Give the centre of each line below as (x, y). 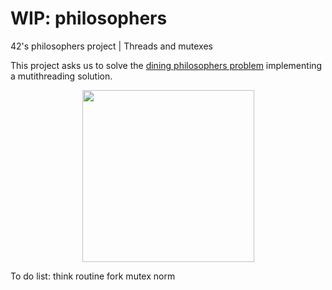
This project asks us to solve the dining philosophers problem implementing (166, 65)
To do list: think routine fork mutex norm (93, 276)
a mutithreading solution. (61, 76)
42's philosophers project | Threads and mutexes (111, 46)
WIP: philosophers (89, 18)
